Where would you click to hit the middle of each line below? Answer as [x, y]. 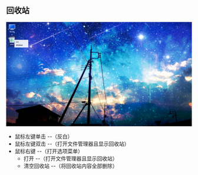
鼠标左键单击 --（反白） [44, 137]
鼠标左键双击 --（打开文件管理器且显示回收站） [72, 144]
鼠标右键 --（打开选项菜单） [49, 151]
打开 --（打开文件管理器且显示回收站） [70, 159]
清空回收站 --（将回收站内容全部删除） [70, 166]
